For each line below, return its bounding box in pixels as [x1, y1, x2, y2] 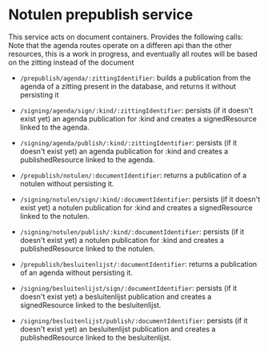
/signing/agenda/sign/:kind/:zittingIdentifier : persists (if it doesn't [19, 105, 254, 115]
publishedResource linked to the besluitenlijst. [19, 332, 172, 342]
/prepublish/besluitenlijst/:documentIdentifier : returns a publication [19, 259, 258, 268]
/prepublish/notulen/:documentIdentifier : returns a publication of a [19, 170, 247, 180]
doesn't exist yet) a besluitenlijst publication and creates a [19, 292, 212, 301]
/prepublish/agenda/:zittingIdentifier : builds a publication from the [19, 73, 251, 82]
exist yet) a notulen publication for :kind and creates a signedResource [19, 202, 254, 213]
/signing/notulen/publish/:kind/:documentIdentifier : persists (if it [19, 226, 245, 237]
